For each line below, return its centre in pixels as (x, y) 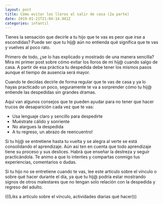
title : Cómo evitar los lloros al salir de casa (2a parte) (67, 14)
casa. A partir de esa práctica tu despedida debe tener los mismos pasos (78, 67)
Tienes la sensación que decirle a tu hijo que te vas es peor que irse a (75, 37)
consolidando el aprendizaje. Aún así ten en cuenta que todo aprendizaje (78, 146)
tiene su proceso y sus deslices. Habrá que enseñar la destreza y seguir (77, 152)
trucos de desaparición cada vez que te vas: (50, 107)
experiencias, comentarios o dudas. (41, 162)
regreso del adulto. (24, 187)
